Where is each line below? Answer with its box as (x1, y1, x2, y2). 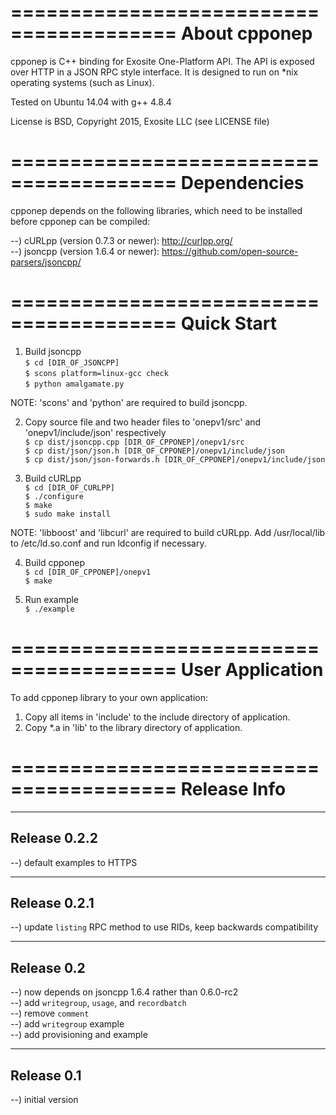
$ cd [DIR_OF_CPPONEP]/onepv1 (24, 567, 152, 577)
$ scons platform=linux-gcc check (24, 368, 169, 378)
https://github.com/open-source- (161, 245, 299, 257)
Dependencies (180, 172, 305, 195)
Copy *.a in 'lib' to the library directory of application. (24, 721, 243, 733)
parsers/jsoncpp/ (10, 256, 82, 268)
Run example (24, 593, 80, 605)
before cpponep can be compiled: (10, 215, 151, 227)
